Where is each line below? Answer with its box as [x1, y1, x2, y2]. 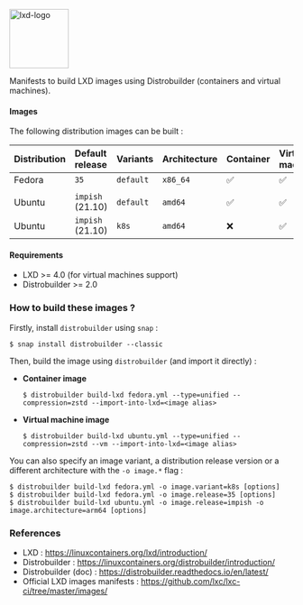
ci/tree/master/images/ [22, 586, 108, 596]
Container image [22, 372, 87, 383]
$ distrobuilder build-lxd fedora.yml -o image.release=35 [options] [9, 490, 277, 500]
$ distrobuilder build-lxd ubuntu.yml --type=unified [22, 431, 229, 441]
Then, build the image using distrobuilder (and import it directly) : [9, 355, 257, 366]
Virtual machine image [22, 414, 110, 425]
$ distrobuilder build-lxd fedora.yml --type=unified [22, 390, 229, 399]
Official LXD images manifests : [22, 576, 140, 586]
